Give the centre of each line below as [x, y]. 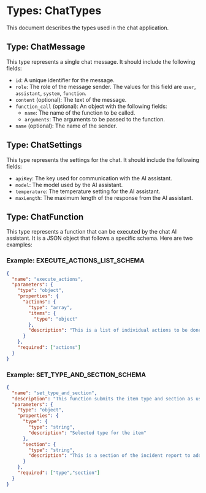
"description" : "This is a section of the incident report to [109, 456]
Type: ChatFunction [45, 217]
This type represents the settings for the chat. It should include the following [103, 159]
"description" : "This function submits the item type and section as [102, 399]
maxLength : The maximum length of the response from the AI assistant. [104, 197]
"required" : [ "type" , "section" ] [59, 473]
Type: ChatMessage [46, 47]
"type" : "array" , [50, 307]
